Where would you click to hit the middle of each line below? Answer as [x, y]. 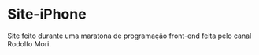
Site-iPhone [47, 14]
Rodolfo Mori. [30, 43]
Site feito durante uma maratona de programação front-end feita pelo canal [129, 36]
